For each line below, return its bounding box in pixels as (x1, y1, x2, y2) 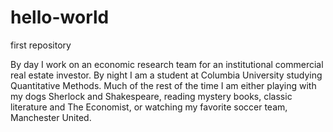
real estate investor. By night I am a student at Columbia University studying (10, 69, 323, 81)
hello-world (10, 6, 110, 29)
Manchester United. (10, 111, 92, 123)
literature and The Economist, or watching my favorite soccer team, (10, 101, 288, 113)
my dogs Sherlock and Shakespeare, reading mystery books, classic (10, 90, 293, 102)
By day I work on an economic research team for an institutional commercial (10, 58, 324, 70)
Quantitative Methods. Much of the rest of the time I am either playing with (10, 79, 317, 91)
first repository (10, 39, 72, 51)
